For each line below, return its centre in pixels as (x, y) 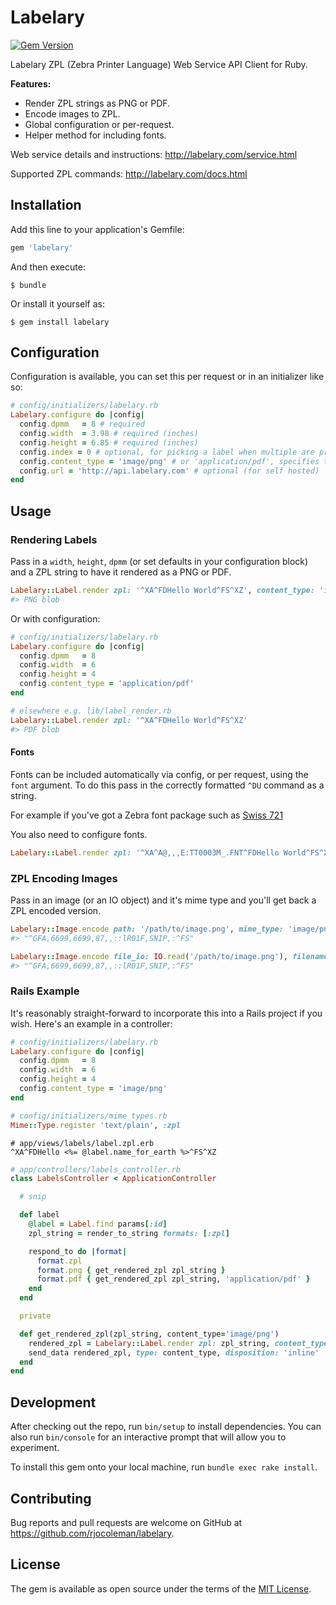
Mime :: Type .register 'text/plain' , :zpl (96, 1125)
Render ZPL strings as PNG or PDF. (97, 103)
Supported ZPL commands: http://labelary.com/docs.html (129, 173)
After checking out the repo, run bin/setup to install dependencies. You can (166, 1427)
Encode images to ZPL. (72, 113)
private (35, 1316)
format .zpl (59, 1261)
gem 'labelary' (42, 247)
